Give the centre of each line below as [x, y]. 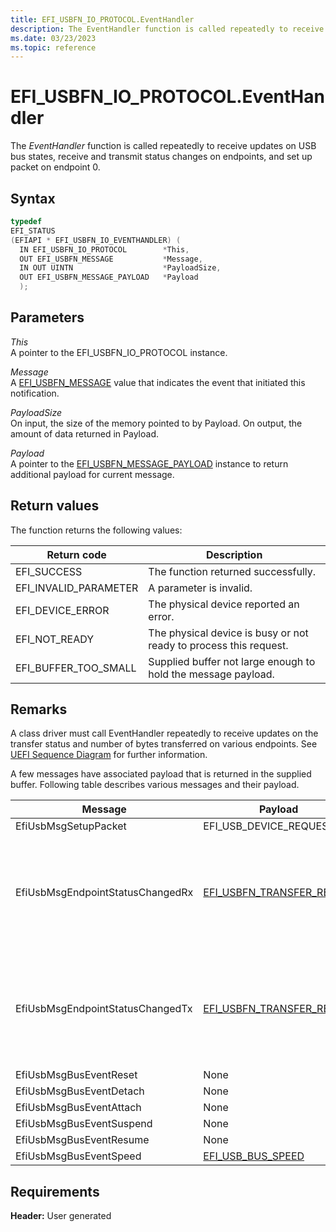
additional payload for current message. [92, 474]
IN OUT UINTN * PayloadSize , [120, 268]
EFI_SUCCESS [49, 571]
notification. [35, 393]
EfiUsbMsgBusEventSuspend [84, 1124]
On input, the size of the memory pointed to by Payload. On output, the [156, 423]
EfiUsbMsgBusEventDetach [80, 1091]
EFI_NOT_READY [55, 639]
